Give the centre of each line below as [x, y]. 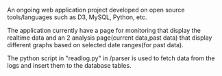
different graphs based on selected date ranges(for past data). [95, 45]
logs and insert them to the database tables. [69, 65]
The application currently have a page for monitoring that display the [104, 30]
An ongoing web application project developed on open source [96, 10]
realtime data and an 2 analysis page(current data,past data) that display [110, 38]
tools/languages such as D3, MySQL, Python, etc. [77, 17]
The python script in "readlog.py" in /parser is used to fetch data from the [111, 58]
